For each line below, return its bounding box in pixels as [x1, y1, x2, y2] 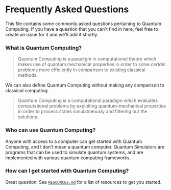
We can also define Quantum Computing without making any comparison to [5, 82, 165, 88]
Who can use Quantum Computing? [5, 126, 96, 134]
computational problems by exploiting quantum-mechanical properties [17, 103, 166, 109]
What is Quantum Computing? [5, 44, 82, 51]
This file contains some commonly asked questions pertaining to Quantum [5, 20, 162, 27]
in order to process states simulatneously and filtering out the [17, 109, 148, 115]
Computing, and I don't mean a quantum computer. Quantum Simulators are [5, 143, 165, 150]
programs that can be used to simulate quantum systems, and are [5, 149, 144, 155]
